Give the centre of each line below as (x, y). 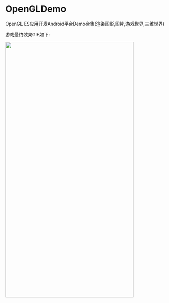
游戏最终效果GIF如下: (28, 34)
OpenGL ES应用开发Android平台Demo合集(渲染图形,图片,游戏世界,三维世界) (85, 24)
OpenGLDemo (36, 9)
